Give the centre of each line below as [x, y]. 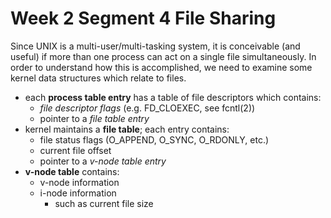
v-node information [79, 182]
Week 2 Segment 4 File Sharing [143, 18]
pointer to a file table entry [94, 118]
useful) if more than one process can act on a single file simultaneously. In [163, 56]
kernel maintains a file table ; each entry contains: [127, 129]
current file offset [75, 150]
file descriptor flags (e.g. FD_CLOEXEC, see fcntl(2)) [147, 108]
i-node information [78, 193]
